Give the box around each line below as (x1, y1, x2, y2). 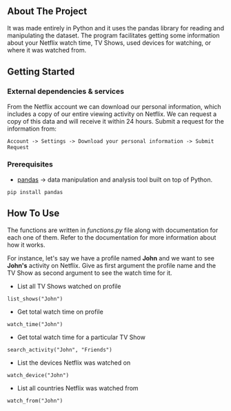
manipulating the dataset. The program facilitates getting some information (7, 31, 220, 39)
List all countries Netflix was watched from (17, 383, 139, 392)
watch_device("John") (7, 372, 70, 379)
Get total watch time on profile (17, 307, 103, 316)
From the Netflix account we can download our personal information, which (7, 102, 222, 111)
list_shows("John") (7, 295, 63, 303)
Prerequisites (7, 160, 53, 169)
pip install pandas (7, 189, 63, 195)
